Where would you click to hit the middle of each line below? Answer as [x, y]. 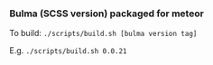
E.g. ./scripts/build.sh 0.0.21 [68, 51]
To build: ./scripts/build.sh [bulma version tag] [103, 33]
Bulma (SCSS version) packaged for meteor [107, 14]
